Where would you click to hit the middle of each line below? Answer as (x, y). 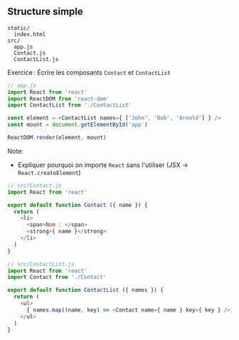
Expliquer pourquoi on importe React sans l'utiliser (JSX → (103, 165)
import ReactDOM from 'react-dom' (59, 99)
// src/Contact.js (34, 185)
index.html (30, 34)
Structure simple (45, 12)
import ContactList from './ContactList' (70, 105)
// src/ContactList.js (41, 264)
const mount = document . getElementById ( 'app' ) (78, 125)
